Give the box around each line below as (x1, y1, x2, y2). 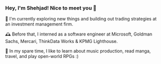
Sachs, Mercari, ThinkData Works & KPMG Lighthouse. (5, 38, 118, 44)
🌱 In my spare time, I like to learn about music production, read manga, (5, 48, 151, 54)
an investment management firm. (5, 21, 73, 27)
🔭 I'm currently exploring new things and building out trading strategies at (5, 16, 157, 22)
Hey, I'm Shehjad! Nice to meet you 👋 (5, 4, 96, 11)
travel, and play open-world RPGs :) (5, 53, 79, 59)
